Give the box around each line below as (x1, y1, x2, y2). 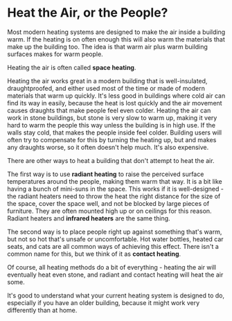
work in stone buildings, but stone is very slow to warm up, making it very (7, 113, 217, 122)
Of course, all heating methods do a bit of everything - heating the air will (7, 263, 217, 271)
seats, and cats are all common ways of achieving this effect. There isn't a (7, 242, 220, 250)
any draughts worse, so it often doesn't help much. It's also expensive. (7, 143, 209, 151)
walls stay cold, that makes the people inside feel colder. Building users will (7, 128, 222, 137)
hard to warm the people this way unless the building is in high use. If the (7, 121, 216, 129)
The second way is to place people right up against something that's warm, (7, 227, 222, 236)
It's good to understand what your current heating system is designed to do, (7, 291, 225, 300)
